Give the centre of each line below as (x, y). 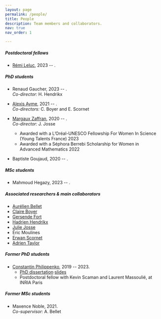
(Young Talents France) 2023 (49, 138)
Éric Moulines (26, 232)
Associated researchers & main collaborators (53, 194)
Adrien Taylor (26, 243)
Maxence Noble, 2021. (35, 306)
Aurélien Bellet (27, 206)
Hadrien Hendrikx (30, 222)
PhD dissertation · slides (43, 272)
